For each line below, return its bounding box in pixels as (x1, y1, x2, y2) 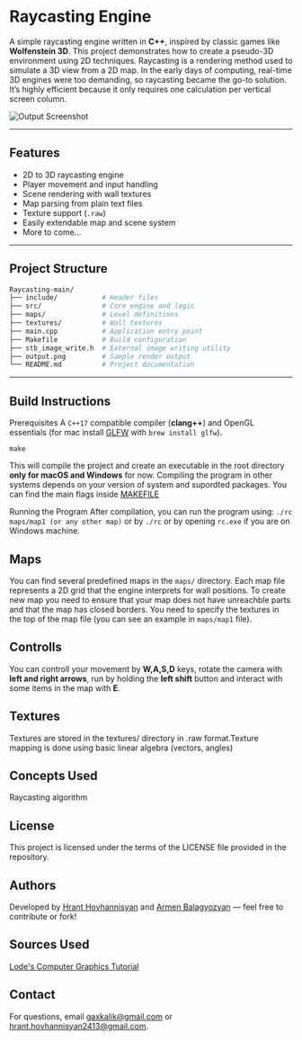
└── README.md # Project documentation (9, 360, 195, 370)
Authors (9, 877, 57, 892)
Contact (9, 987, 56, 1002)
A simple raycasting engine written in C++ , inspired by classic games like (9, 36, 280, 47)
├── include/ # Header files (9, 293, 159, 302)
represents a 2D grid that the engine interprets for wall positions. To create (9, 585, 286, 596)
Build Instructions (9, 393, 111, 408)
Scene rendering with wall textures (22, 188, 152, 199)
